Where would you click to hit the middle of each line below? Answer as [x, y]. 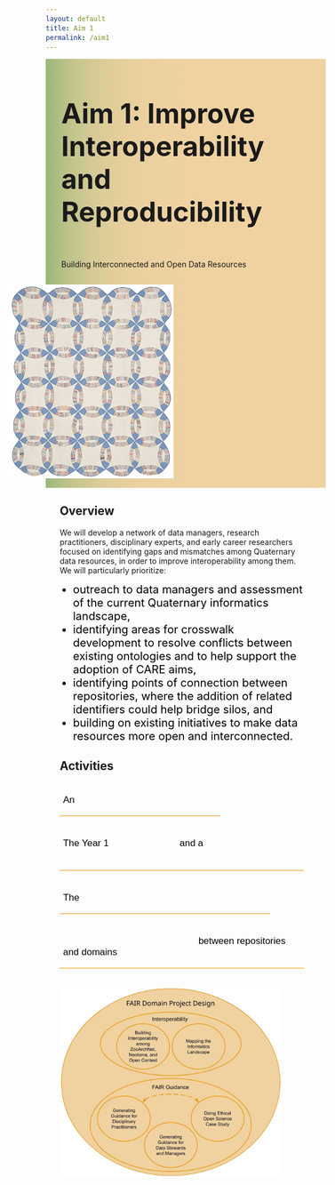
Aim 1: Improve [159, 113]
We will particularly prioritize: [113, 570]
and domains [90, 952]
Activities [87, 766]
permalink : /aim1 [78, 37]
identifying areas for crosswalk [153, 629]
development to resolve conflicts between [182, 643]
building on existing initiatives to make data [185, 723]
